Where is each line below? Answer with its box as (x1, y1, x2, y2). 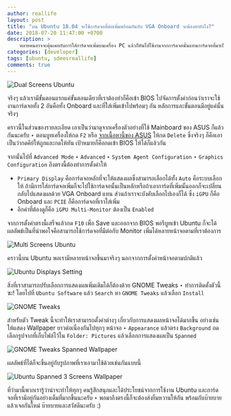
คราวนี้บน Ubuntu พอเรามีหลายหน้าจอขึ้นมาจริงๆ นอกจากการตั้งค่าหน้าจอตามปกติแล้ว (7, 253, 203, 262)
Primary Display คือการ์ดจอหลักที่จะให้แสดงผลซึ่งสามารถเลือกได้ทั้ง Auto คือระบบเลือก (16, 174, 222, 182)
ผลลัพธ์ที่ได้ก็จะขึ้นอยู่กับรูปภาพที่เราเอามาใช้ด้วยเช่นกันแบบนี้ (7, 358, 142, 366)
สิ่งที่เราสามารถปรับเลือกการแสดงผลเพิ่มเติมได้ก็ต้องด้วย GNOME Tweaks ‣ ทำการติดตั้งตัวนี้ (7, 281, 221, 289)
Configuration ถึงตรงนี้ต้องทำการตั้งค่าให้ (7, 160, 107, 168)
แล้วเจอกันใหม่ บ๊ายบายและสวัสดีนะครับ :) (7, 401, 101, 409)
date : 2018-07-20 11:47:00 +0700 (7, 29, 103, 37)
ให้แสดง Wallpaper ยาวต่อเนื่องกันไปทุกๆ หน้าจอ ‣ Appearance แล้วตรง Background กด (7, 324, 219, 332)
